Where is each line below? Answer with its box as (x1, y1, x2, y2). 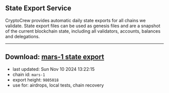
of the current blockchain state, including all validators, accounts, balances (5, 28, 161, 34)
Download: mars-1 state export (5, 53, 105, 61)
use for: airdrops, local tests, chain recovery (12, 82, 104, 88)
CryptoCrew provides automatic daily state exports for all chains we (5, 17, 146, 23)
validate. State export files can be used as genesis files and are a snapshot (5, 23, 160, 29)
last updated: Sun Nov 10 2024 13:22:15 (12, 66, 95, 72)
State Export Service (5, 4, 71, 13)
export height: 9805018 (12, 76, 59, 82)
